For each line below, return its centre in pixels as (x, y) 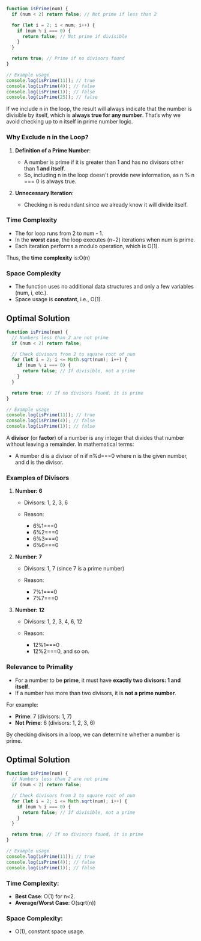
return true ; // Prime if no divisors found (68, 58)
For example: (22, 704)
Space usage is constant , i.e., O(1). (58, 299)
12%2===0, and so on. (61, 651)
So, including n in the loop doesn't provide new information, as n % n (109, 175)
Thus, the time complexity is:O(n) (48, 258)
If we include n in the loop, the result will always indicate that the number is (99, 109)
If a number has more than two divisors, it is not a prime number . (96, 693)
